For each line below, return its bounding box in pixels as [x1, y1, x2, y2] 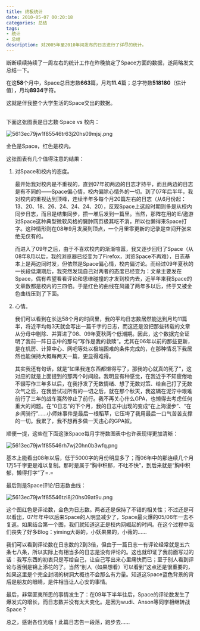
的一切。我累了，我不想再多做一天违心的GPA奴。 [14, 417, 135, 424]
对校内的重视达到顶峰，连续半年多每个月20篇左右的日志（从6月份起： [14, 195, 186, 203]
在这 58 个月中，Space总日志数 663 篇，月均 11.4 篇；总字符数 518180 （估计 [6, 79, 186, 86]
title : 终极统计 [6, 8, 43, 15]
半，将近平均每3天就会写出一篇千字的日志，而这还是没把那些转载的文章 [14, 322, 190, 330]
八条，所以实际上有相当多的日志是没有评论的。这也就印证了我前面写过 [16, 548, 189, 555]
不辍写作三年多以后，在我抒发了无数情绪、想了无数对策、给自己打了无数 [14, 380, 192, 387]
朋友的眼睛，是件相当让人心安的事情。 [16, 578, 111, 585]
